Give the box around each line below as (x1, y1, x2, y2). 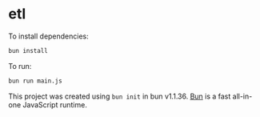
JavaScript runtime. (22, 99, 88, 109)
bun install (8, 46, 48, 54)
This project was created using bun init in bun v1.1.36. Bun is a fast (8, 91, 231, 101)
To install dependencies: (8, 31, 90, 41)
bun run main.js (8, 77, 62, 85)
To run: (8, 61, 32, 71)
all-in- (232, 91, 253, 101)
